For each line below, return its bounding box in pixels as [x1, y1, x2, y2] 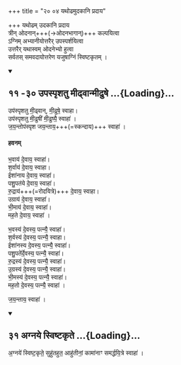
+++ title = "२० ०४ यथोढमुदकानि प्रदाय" [8, 7, 106, 15]
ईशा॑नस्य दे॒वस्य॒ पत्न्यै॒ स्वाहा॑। [8, 241, 71, 249]
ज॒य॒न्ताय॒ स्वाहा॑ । [8, 295, 47, 304]
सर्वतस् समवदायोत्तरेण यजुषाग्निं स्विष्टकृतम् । [8, 53, 108, 61]
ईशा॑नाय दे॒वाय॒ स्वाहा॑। [8, 171, 56, 180]
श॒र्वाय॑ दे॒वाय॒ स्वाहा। [8, 163, 51, 172]
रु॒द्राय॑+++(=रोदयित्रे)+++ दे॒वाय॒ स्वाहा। [8, 187, 100, 196]
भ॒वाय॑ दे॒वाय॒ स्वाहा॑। [8, 155, 50, 164]
